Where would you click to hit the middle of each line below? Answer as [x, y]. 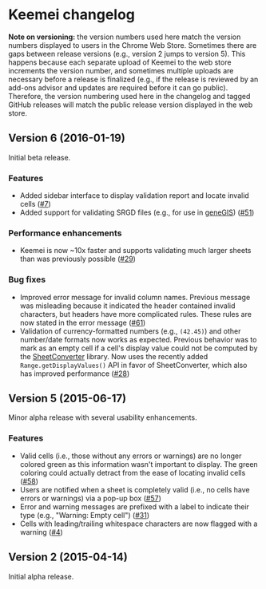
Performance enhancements [65, 233]
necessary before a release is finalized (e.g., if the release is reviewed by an [133, 79]
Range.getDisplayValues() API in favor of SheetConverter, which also [133, 365]
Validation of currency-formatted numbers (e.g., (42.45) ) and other [130, 331]
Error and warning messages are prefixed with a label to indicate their [135, 506]
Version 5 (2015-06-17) [67, 399]
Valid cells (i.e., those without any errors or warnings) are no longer [131, 456]
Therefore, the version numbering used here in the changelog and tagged [129, 96]
